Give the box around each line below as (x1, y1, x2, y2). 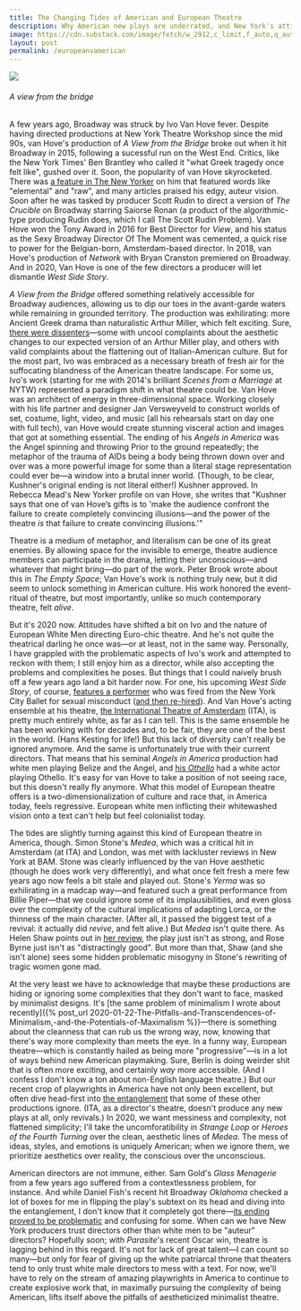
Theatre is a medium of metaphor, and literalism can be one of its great (9, 535, 271, 546)
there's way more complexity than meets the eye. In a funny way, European (9, 1036, 288, 1047)
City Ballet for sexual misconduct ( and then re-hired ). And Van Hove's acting (9, 696, 292, 707)
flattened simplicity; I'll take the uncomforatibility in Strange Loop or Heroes (9, 1122, 288, 1132)
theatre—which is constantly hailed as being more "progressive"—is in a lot (9, 1045, 288, 1056)
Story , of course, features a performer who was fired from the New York (9, 686, 276, 697)
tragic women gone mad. (9, 962, 101, 972)
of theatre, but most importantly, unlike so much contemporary (30, 593, 262, 603)
